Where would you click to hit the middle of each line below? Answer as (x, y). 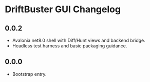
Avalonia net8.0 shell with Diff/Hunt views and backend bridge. (79, 40)
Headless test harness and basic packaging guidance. (70, 46)
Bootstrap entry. (29, 74)
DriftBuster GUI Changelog (63, 9)
